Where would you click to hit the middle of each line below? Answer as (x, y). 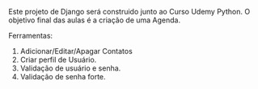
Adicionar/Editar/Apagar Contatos (76, 51)
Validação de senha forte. (63, 77)
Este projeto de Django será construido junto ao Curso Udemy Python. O (129, 12)
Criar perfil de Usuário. (58, 60)
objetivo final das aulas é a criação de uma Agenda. (94, 20)
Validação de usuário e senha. (70, 68)
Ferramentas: (31, 36)
